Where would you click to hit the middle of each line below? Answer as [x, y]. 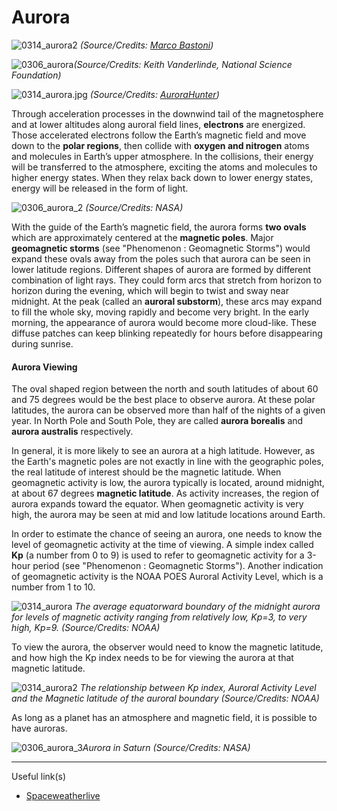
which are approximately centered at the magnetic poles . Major [142, 237]
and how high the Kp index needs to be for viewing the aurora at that [152, 658]
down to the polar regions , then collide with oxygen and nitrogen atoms [160, 145]
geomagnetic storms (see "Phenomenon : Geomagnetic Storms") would [161, 248]
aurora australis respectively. [72, 432]
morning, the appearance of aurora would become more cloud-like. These [164, 322]
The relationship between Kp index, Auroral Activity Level [198, 688]
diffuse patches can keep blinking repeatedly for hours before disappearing [167, 333]
